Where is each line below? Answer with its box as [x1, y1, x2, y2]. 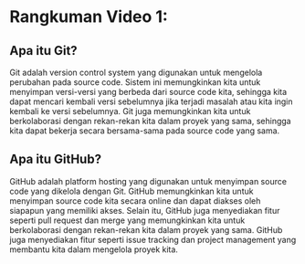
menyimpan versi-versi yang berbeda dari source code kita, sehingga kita [9, 87, 288, 97]
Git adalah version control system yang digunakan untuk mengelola [9, 67, 263, 78]
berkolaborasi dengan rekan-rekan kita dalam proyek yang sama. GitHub [9, 224, 283, 235]
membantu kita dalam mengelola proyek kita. [9, 244, 178, 255]
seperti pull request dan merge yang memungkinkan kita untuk [9, 215, 246, 226]
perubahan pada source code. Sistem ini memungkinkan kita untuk [9, 77, 261, 88]
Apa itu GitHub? [9, 152, 102, 167]
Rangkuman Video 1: [9, 6, 169, 27]
